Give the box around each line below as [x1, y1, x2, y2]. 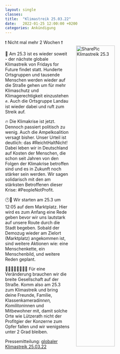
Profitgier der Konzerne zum [5, 318, 63, 324]
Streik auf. [5, 109, 26, 115]
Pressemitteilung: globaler [5, 339, 58, 345]
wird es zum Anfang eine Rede [5, 209, 67, 215]
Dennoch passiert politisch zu [5, 124, 65, 130]
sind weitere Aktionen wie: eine [5, 240, 69, 247]
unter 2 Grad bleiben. [5, 329, 48, 335]
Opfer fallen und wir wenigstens [5, 324, 70, 330]
